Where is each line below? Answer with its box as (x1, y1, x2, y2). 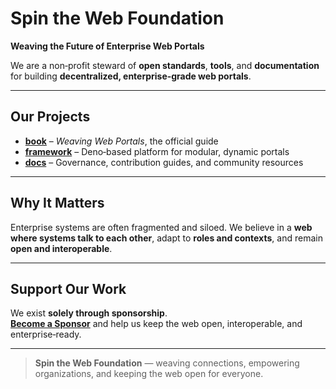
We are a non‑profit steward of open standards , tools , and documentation (10, 59, 320, 71)
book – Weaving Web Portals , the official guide (24, 135, 219, 147)
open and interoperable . (10, 242, 113, 254)
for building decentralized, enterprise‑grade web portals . (10, 70, 252, 82)
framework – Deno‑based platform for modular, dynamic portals (24, 145, 290, 157)
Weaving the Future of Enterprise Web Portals (10, 40, 205, 52)
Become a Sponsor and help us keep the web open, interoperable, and (10, 318, 303, 330)
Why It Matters (10, 195, 105, 212)
